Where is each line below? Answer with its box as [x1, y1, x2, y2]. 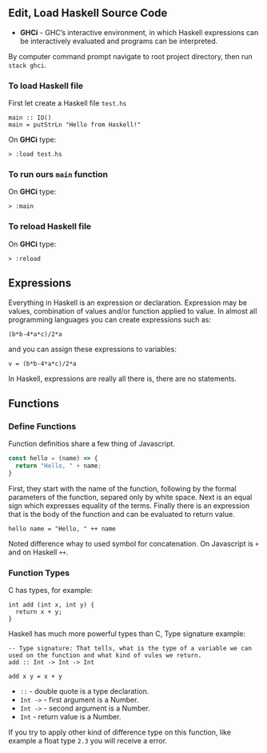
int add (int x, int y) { [8, 601, 94, 609]
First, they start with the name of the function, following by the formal [8, 483, 237, 493]
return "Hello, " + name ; [15, 462, 102, 471]
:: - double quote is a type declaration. [19, 687, 149, 696]
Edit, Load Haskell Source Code [8, 6, 168, 20]
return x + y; [15, 608, 62, 616]
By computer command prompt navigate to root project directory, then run [8, 51, 253, 61]
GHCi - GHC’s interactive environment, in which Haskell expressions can [19, 27, 259, 37]
